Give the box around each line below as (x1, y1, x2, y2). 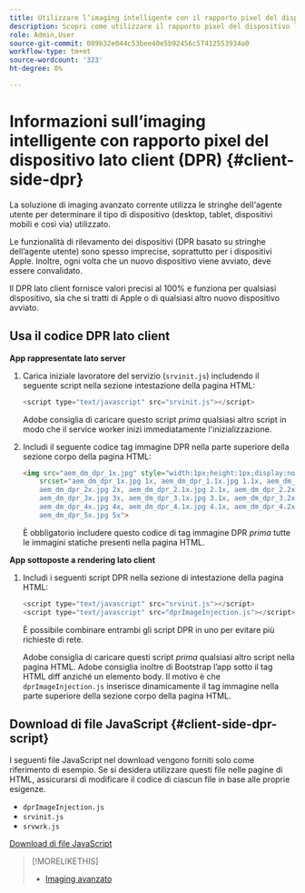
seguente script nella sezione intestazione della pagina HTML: (22, 379, 256, 391)
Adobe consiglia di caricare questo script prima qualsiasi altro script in (22, 414, 287, 425)
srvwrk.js (22, 822, 61, 832)
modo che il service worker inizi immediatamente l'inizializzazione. (22, 424, 272, 435)
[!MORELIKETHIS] (31, 856, 99, 867)
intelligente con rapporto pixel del (9, 131, 270, 151)
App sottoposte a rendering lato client (9, 554, 156, 565)
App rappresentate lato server (9, 352, 126, 364)
